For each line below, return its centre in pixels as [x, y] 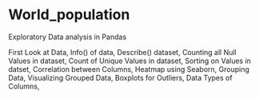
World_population [69, 15]
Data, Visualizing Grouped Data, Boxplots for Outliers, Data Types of [121, 77]
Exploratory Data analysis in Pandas [68, 37]
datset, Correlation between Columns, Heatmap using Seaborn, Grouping [129, 69]
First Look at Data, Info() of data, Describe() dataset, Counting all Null [123, 52]
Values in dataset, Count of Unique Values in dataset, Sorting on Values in [130, 61]
